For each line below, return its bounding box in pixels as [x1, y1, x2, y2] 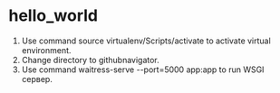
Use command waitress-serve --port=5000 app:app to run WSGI [21, 64, 265, 75]
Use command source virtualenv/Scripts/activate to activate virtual [21, 35, 271, 46]
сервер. [21, 73, 53, 84]
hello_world [8, 5, 99, 26]
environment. [21, 44, 72, 55]
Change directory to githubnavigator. [21, 54, 159, 65]
